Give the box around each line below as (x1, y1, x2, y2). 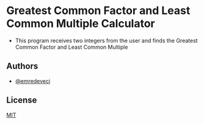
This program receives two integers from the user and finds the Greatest (15, 37, 198, 44)
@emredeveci (15, 77, 51, 84)
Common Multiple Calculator (6, 16, 155, 31)
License (6, 95, 37, 106)
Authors (6, 61, 38, 71)
